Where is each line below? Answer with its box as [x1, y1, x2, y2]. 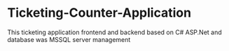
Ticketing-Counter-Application [7, 5, 191, 21]
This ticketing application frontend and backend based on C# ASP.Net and [7, 28, 222, 36]
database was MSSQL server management [7, 35, 131, 43]
